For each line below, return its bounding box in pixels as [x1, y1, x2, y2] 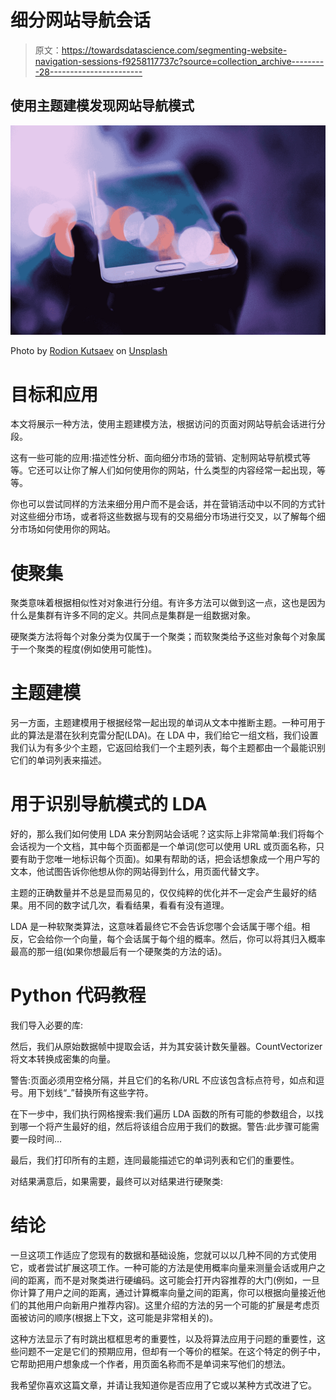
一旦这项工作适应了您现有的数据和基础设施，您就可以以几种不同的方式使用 [10, 1249, 317, 1261]
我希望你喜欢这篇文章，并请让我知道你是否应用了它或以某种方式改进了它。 [10, 1379, 317, 1391]
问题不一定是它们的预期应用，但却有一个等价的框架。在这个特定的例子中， [18, 1346, 326, 1358]
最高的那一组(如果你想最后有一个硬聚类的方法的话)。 [10, 946, 228, 958]
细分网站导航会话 [10, 9, 152, 32]
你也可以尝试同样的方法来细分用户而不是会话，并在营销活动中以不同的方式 [10, 498, 317, 510]
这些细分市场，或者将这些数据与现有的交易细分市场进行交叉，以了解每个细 [18, 511, 326, 523]
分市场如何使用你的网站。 [10, 523, 116, 535]
